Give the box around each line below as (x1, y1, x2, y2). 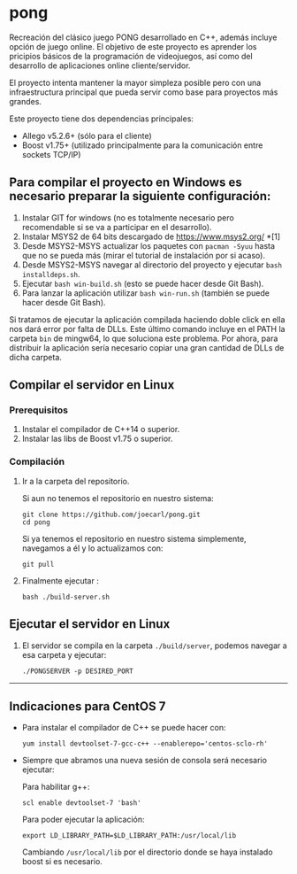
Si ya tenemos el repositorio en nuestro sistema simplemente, (21, 533, 247, 544)
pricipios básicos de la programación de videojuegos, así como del (9, 50, 254, 61)
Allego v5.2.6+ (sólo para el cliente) (21, 130, 152, 141)
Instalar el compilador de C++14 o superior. (21, 424, 180, 435)
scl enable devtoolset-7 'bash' (21, 799, 141, 808)
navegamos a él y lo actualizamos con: (21, 543, 164, 553)
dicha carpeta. (9, 352, 62, 362)
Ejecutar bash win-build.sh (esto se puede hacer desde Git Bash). (21, 278, 264, 289)
